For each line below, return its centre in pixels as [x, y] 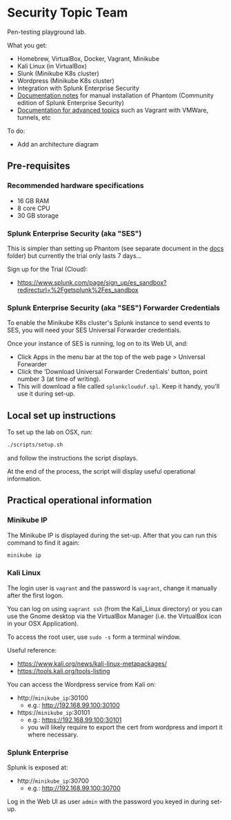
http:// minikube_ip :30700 [53, 781]
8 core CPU [33, 208]
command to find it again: [43, 542]
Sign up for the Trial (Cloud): [48, 269]
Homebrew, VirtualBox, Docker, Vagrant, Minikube [88, 58]
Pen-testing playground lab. [47, 32]
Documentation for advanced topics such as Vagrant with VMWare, [113, 110]
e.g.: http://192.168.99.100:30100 [73, 705]
